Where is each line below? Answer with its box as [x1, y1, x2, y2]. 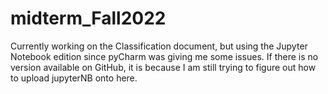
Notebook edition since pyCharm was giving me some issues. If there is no [10, 50, 319, 62]
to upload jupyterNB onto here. [10, 72, 138, 84]
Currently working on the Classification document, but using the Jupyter [10, 40, 308, 52]
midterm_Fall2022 [10, 7, 167, 30]
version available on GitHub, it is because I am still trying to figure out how [10, 61, 317, 73]
